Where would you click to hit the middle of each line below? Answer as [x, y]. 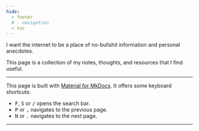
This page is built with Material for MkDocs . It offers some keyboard [89, 86]
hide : [13, 12]
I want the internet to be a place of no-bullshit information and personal [93, 45]
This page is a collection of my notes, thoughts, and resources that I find [94, 63]
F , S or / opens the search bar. [52, 103]
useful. [15, 69]
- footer [22, 17]
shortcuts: [19, 92]
